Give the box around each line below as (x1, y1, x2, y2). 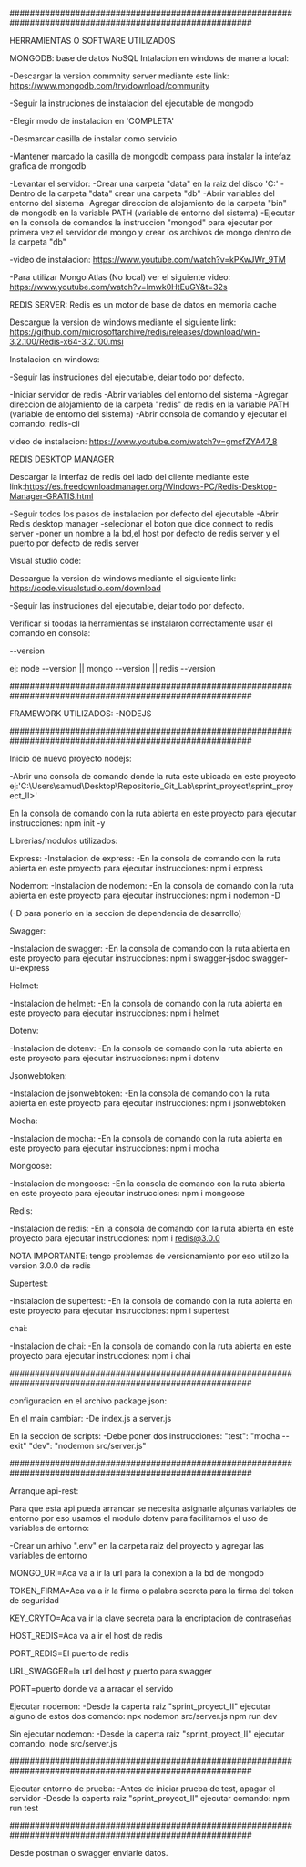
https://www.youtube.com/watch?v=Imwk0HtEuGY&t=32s (9, 282, 228, 292)
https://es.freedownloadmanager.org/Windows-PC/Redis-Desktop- (24, 481, 278, 492)
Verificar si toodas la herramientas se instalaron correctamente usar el (9, 618, 273, 629)
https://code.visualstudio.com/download (9, 583, 161, 593)
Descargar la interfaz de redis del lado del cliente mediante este (9, 472, 250, 482)
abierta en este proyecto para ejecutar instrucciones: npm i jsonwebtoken (9, 1098, 287, 1108)
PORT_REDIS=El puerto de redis (9, 1648, 129, 1659)
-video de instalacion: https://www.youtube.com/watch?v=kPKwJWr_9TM (9, 255, 287, 265)
